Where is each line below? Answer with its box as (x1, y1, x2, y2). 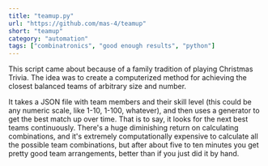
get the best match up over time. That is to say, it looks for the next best (8, 114, 249, 124)
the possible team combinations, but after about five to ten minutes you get (8, 140, 259, 150)
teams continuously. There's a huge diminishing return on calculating (8, 123, 239, 133)
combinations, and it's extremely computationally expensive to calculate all (8, 131, 259, 142)
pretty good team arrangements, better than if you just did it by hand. (8, 149, 240, 159)
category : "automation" (8, 34, 89, 43)
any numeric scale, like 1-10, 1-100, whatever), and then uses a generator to (8, 106, 261, 116)
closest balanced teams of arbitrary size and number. (8, 82, 187, 92)
